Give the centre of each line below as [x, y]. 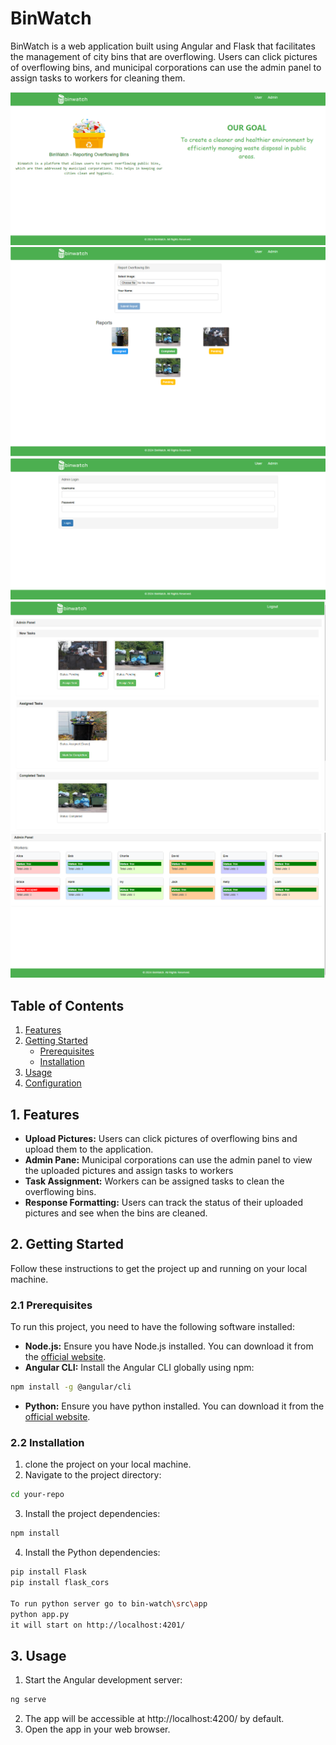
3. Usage [38, 1655]
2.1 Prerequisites [51, 1305]
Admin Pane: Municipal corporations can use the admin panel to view [168, 1160]
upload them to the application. [89, 1149]
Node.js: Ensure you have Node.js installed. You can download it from [169, 1346]
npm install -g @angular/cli [71, 1387]
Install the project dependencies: [92, 1514]
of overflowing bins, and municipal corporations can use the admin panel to [166, 67]
